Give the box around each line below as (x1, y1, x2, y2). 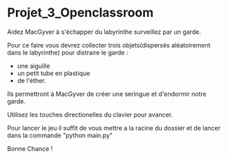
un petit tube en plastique (17, 69, 91, 77)
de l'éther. (17, 76, 46, 84)
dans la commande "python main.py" (7, 131, 113, 139)
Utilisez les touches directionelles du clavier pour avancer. (7, 110, 173, 119)
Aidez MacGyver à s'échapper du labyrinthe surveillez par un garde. (7, 28, 202, 36)
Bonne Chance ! (7, 144, 53, 152)
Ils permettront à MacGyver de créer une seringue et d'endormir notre (7, 90, 207, 98)
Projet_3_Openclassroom (7, 5, 154, 21)
